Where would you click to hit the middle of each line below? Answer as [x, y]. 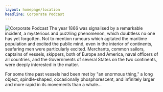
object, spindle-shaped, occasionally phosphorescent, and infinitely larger [80, 79]
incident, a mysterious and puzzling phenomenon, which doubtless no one [80, 33]
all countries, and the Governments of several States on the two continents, [81, 59]
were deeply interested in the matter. [42, 65]
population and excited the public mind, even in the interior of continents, [79, 44]
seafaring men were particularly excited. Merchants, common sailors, [75, 49]
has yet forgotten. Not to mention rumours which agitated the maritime [76, 38]
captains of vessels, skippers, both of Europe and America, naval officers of [81, 54]
